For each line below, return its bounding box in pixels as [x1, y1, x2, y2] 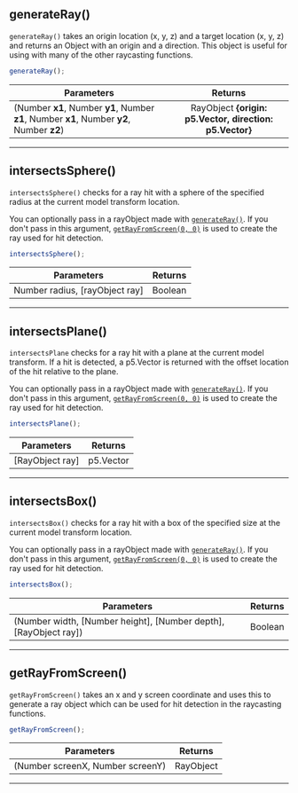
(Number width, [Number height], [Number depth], [13, 615, 225, 627]
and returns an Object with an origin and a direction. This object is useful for [9, 40, 288, 51]
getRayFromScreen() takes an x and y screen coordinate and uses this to [9, 689, 271, 700]
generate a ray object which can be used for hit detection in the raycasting [9, 698, 282, 709]
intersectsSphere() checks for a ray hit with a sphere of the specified [9, 186, 264, 198]
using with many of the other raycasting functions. [9, 49, 193, 60]
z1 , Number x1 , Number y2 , [13, 113, 131, 125]
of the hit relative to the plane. [9, 366, 119, 377]
